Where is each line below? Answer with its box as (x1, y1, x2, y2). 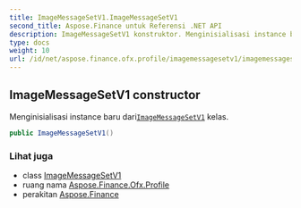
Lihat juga (9, 149, 54, 162)
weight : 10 (9, 46, 50, 55)
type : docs (9, 37, 50, 47)
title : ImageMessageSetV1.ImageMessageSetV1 (9, 12, 178, 22)
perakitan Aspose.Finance (21, 188, 119, 199)
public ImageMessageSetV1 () (9, 129, 115, 137)
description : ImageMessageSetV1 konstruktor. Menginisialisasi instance (9, 29, 287, 38)
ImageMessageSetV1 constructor (9, 87, 201, 103)
